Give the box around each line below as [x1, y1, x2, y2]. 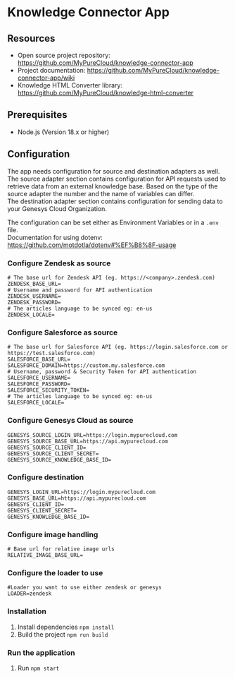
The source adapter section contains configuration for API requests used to [7, 174, 227, 183]
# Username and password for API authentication [7, 287, 153, 294]
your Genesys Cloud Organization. [7, 204, 108, 212]
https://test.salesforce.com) [7, 350, 96, 357]
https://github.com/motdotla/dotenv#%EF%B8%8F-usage [7, 241, 177, 249]
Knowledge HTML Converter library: [17, 81, 123, 89]
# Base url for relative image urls [7, 546, 115, 553]
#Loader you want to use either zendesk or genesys [7, 584, 162, 591]
